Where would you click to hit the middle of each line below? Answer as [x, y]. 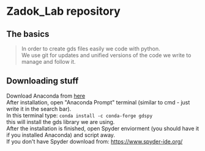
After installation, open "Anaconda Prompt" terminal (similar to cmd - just [98, 102]
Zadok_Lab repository [63, 11]
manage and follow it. [48, 62]
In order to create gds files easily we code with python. [91, 48]
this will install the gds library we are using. [61, 122]
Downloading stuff [43, 81]
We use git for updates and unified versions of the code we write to [106, 55]
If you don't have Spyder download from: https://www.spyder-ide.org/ [95, 141]
